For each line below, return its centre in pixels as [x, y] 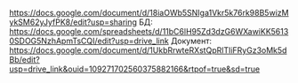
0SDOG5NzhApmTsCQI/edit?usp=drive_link [89, 41]
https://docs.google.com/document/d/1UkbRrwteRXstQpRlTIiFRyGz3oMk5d [148, 50]
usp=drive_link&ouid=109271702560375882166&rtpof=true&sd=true [135, 69]
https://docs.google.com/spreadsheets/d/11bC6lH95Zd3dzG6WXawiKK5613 [149, 31]
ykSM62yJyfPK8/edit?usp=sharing [73, 22]
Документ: [191, 41]
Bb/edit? [24, 60]
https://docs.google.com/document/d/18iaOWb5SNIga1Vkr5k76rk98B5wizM [149, 13]
